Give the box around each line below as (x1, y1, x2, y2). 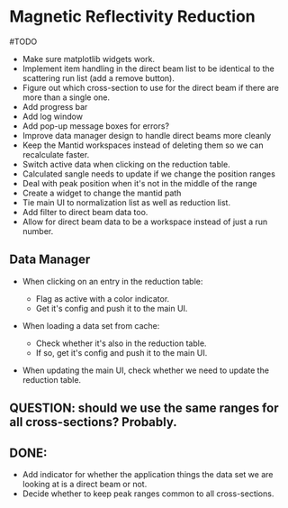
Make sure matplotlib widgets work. (22, 53, 156, 64)
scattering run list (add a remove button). (22, 72, 175, 83)
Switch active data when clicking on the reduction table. (22, 159, 231, 169)
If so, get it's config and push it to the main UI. (35, 347, 208, 358)
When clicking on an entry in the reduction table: (22, 276, 203, 286)
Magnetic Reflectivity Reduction (9, 6, 256, 27)
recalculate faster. (22, 149, 90, 159)
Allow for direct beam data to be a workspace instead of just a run (22, 216, 268, 227)
